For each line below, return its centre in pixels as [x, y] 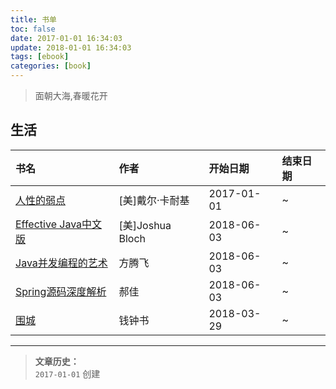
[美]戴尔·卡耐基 [154, 200]
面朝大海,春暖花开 [71, 95]
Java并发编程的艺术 [61, 263]
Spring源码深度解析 [61, 291]
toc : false [33, 29]
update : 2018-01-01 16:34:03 [71, 47]
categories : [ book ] [51, 66]
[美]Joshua [145, 225]
